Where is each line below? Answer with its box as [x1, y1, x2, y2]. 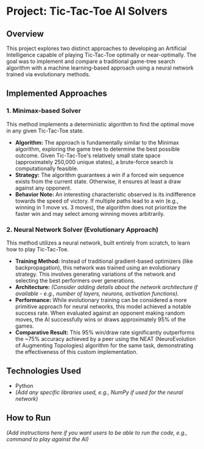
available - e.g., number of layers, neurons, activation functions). [15, 290, 180, 297]
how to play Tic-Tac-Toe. [6, 245, 69, 253]
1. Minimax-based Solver [6, 107, 81, 115]
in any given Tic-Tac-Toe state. [6, 127, 84, 134]
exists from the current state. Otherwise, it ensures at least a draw [15, 178, 181, 185]
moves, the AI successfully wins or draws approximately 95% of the [15, 315, 186, 323]
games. [15, 322, 35, 329]
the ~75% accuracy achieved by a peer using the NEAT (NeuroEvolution [15, 335, 196, 342]
